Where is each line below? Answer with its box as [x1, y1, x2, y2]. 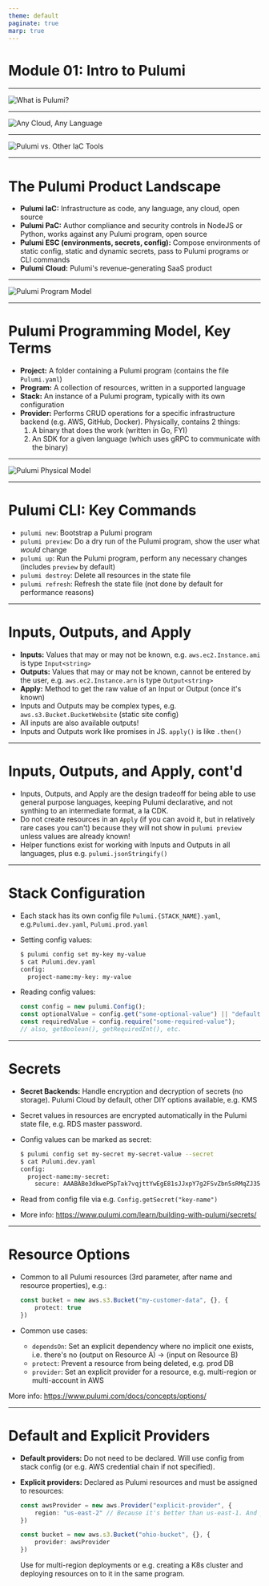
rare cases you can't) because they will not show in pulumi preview [19, 823, 243, 832]
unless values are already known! [19, 832, 130, 841]
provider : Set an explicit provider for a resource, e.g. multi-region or [31, 1367, 257, 1376]
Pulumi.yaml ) [19, 374, 62, 384]
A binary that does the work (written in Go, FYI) [31, 426, 188, 435]
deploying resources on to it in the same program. [19, 1569, 185, 1578]
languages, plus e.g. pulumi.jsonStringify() [19, 849, 168, 858]
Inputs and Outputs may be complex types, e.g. [19, 701, 177, 711]
